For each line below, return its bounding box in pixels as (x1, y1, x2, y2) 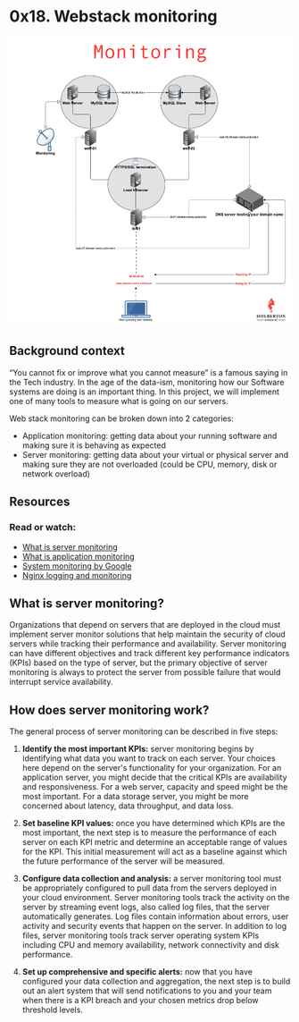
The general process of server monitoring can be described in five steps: (9, 726, 278, 737)
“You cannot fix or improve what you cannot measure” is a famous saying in (9, 367, 288, 377)
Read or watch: (9, 521, 77, 534)
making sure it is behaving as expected (21, 440, 167, 451)
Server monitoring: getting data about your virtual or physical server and (21, 449, 288, 460)
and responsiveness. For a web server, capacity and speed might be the (21, 781, 288, 792)
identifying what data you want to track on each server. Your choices (21, 753, 276, 764)
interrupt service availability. (9, 677, 113, 688)
